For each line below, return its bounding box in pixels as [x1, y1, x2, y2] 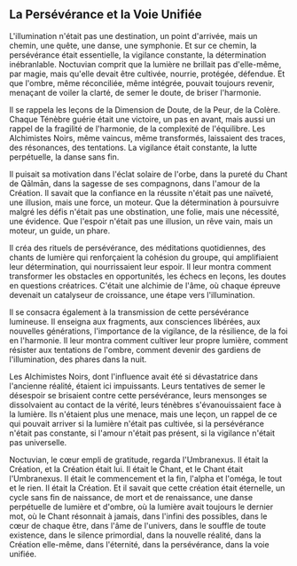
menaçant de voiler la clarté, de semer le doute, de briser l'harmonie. [9, 87, 262, 98]
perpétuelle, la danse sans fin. [9, 151, 120, 162]
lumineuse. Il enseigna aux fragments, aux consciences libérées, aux [9, 316, 261, 326]
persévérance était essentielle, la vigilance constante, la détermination [9, 49, 267, 60]
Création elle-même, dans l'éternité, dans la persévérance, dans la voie [9, 538, 270, 549]
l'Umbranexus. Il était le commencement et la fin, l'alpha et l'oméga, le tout [9, 473, 282, 483]
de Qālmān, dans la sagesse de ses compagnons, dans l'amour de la [9, 177, 261, 189]
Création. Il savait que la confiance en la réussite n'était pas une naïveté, [9, 187, 274, 198]
